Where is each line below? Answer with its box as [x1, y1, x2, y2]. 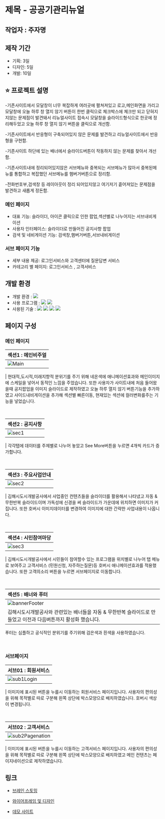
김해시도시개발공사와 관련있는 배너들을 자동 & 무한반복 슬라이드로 [7, 609, 150, 616]
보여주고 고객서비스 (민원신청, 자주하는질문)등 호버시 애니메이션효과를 [10, 562, 144, 568]
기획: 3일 [12, 58, 30, 64]
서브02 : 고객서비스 [7, 724, 50, 731]
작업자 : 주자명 [5, 26, 46, 34]
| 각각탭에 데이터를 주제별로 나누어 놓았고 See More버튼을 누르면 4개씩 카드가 [5, 443, 155, 449]
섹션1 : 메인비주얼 [7, 351, 47, 358]
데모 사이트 [12, 809, 34, 815]
